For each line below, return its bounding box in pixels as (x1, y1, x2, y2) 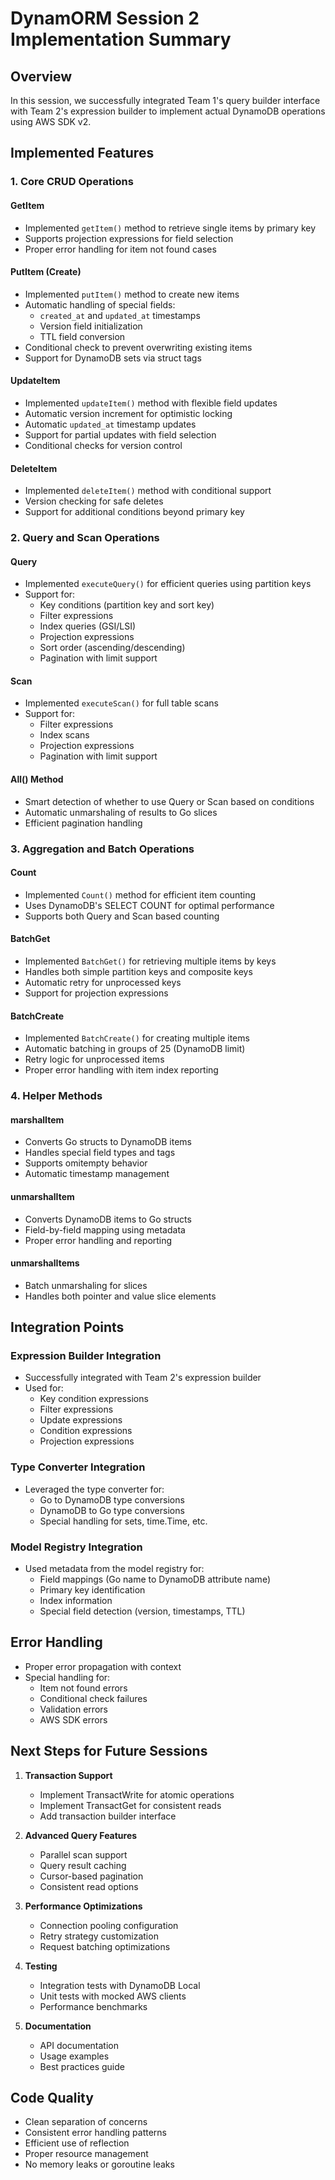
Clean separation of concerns (24, 2116, 148, 2128)
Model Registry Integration (10, 1540, 143, 1554)
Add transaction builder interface (39, 1810, 177, 1822)
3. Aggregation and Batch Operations (10, 842, 195, 856)
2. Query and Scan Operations (10, 531, 160, 545)
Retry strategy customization (39, 1930, 159, 1942)
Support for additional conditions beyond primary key (24, 506, 245, 518)
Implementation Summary (10, 28, 232, 51)
